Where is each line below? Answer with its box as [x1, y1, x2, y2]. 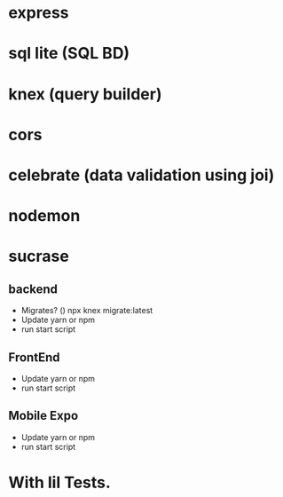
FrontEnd [8, 350, 60, 365]
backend [8, 281, 59, 296]
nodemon [8, 206, 81, 226]
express [8, 3, 69, 23]
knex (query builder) [8, 83, 162, 104]
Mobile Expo [8, 408, 79, 423]
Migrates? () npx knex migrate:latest [20, 305, 153, 316]
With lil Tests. [8, 472, 112, 493]
